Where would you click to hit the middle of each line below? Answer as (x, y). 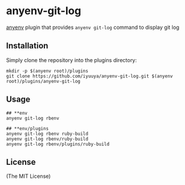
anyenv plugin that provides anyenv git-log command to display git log (93, 27)
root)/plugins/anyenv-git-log (43, 81)
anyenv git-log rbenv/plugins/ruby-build (58, 144)
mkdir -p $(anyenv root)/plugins (47, 71)
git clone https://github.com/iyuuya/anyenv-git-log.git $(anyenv (90, 76)
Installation (27, 46)
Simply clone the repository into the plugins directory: (72, 60)
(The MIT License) (29, 176)
